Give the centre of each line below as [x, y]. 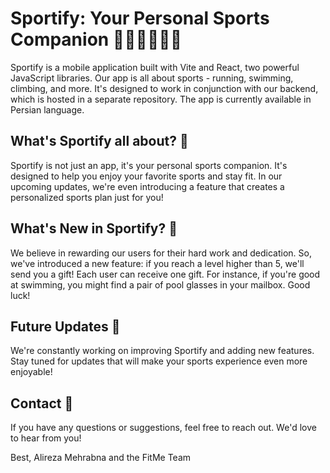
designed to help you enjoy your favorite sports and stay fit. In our [146, 176]
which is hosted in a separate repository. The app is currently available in [161, 99]
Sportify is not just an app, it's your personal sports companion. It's [149, 165]
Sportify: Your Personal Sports [140, 18]
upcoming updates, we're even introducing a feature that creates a [147, 186]
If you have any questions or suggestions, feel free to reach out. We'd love [163, 428]
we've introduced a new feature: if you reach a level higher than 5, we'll [157, 263]
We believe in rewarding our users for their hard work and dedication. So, [161, 253]
